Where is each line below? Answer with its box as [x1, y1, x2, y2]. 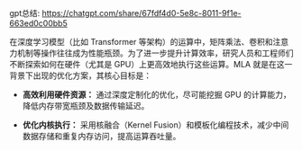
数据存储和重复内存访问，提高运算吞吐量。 [22, 131, 181, 141]
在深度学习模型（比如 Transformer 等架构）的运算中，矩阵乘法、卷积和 [9, 37, 273, 47]
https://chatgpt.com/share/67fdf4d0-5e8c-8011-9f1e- [41, 8, 242, 18]
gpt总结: [9, 8, 41, 18]
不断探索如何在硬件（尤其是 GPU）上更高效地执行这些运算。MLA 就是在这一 [9, 59, 293, 69]
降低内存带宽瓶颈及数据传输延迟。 [22, 101, 150, 110]
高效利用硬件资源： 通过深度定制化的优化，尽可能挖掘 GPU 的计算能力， [22, 89, 291, 100]
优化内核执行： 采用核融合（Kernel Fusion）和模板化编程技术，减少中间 [22, 119, 289, 130]
